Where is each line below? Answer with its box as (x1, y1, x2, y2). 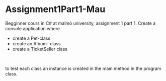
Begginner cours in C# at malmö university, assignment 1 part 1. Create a (5, 20, 156, 26)
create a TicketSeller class (12, 46, 68, 52)
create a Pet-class (12, 35, 51, 41)
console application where (5, 25, 60, 31)
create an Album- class (12, 40, 61, 46)
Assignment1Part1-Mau (5, 4, 106, 15)
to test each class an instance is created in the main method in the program (5, 65, 161, 71)
